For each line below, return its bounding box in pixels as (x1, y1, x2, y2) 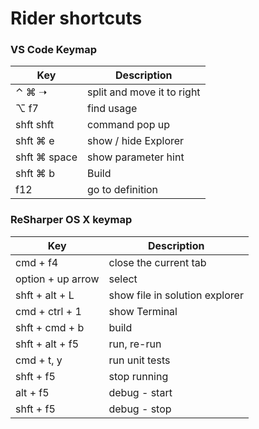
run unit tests (108, 353, 171, 367)
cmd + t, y (15, 353, 63, 367)
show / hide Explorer (86, 134, 185, 148)
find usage (86, 102, 138, 116)
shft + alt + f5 (15, 337, 80, 351)
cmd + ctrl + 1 (15, 304, 82, 318)
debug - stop (108, 402, 172, 416)
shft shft (15, 118, 55, 132)
